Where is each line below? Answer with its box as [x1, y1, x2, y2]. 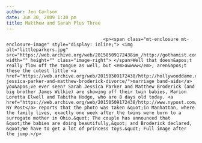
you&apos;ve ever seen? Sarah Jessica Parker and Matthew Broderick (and [6, 84, 195, 90]
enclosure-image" [6, 41, 50, 48]
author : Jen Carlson [6, 8, 58, 15]
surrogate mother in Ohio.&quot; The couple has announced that [6, 115, 171, 121]
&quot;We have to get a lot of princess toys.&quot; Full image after [6, 126, 187, 132]
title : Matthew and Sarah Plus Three [6, 20, 101, 26]
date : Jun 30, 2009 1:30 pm [6, 14, 77, 20]
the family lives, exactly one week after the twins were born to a [6, 110, 182, 116]
